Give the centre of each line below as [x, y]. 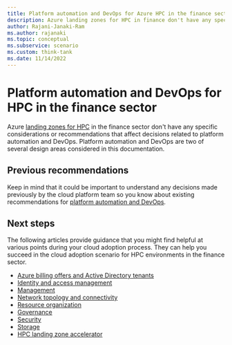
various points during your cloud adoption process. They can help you [107, 248]
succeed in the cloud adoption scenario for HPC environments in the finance [116, 255]
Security [29, 319]
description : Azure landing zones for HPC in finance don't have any [109, 20]
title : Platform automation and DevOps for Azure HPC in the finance [109, 13]
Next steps [31, 223]
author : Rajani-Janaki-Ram [46, 26]
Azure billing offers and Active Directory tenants [85, 276]
